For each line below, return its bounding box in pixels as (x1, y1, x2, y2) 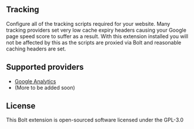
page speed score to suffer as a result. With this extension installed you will (6, 32, 189, 40)
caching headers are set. (6, 45, 66, 52)
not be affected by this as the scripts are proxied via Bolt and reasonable (6, 39, 182, 46)
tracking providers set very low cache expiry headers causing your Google (6, 26, 186, 33)
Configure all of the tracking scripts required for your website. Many (6, 20, 171, 27)
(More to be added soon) (14, 84, 75, 91)
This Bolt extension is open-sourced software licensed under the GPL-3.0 (6, 117, 183, 124)
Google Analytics (14, 77, 56, 84)
